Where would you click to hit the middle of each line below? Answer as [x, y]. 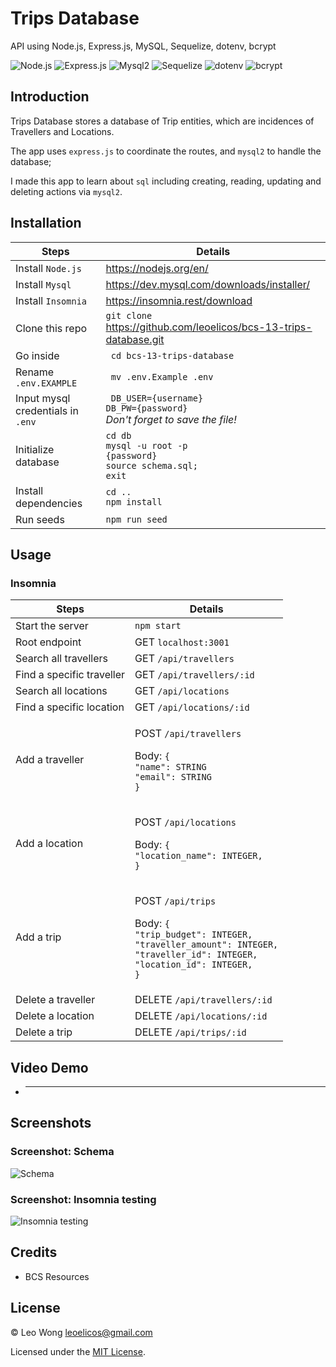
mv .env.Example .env [162, 376]
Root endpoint [48, 642]
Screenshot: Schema [62, 1152]
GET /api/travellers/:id [194, 675]
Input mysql [43, 398]
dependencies [49, 503]
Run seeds [40, 519]
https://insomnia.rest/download [179, 300]
